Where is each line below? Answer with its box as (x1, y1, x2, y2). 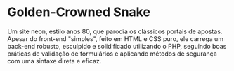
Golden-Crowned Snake (7, 4, 151, 20)
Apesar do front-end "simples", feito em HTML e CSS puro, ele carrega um (7, 34, 223, 42)
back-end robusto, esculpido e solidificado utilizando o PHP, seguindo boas (7, 42, 227, 50)
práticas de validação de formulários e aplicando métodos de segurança (7, 49, 218, 58)
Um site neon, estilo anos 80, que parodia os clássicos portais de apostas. (7, 27, 223, 35)
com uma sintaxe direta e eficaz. (7, 56, 102, 65)
